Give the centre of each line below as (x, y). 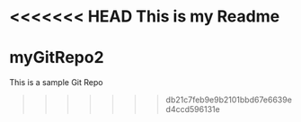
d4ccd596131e (193, 109)
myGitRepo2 (57, 58)
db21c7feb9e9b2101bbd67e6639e (229, 100)
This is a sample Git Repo (56, 83)
